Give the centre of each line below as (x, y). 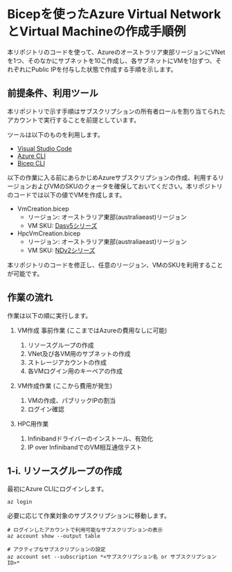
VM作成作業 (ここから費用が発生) (65, 386)
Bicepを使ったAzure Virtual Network (114, 14)
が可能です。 (25, 274)
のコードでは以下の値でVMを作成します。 (66, 195)
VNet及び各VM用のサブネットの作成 (79, 353)
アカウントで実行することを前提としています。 (74, 120)
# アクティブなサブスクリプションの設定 (56, 550)
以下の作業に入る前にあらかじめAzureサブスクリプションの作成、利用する (113, 177)
